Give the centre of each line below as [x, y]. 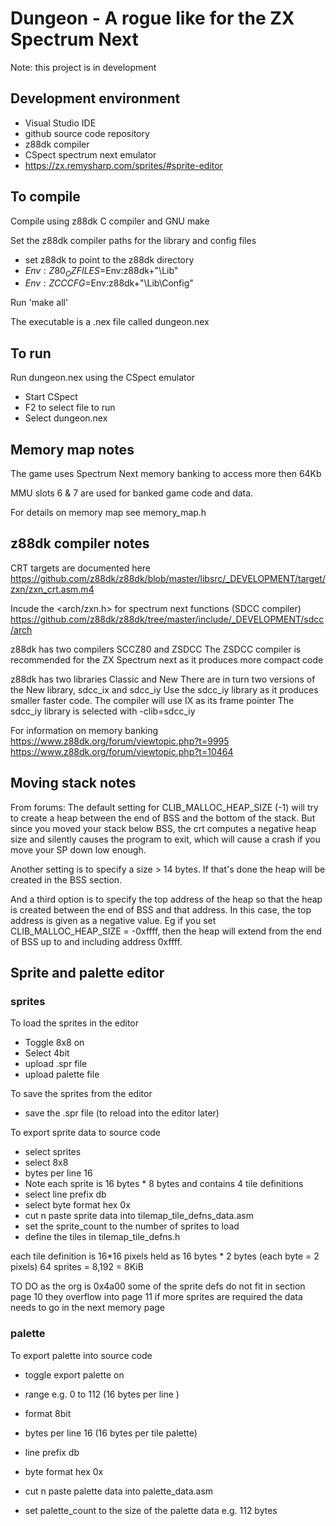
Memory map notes [72, 449]
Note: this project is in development [83, 67]
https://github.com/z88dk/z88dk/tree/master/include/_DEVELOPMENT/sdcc [167, 619]
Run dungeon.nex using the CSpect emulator [103, 378]
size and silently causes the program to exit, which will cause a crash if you [165, 839]
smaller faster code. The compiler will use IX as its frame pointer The [152, 700]
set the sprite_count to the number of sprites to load [132, 1226]
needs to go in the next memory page [87, 1308]
